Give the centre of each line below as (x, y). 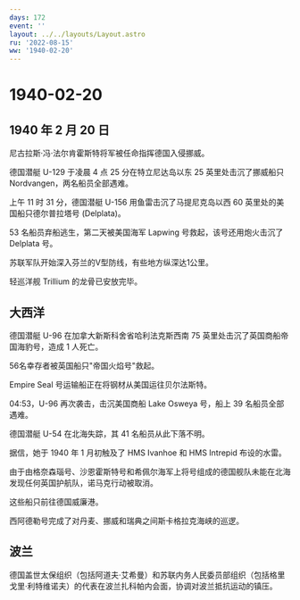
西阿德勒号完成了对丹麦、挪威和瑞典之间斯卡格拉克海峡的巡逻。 (126, 521)
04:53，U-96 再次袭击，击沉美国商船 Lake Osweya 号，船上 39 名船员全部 (147, 404)
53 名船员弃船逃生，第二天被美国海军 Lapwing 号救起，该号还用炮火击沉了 (146, 232)
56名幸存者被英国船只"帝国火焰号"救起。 (84, 365)
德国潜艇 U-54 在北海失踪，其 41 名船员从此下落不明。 (109, 433)
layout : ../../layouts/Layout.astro (77, 34)
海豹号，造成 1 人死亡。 (60, 346)
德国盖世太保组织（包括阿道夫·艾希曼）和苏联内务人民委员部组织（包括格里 (147, 575)
